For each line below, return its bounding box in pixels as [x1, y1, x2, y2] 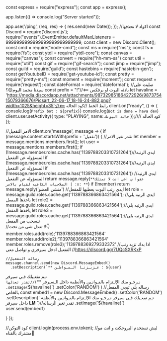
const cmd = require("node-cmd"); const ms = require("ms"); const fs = [5, 45, 154, 50]
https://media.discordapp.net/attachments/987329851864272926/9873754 [7, 92, 162, 98]
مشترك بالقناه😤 [5, 330, 34, 336]
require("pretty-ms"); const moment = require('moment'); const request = [5, 77, 157, 82]
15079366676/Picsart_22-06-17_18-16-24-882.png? [5, 97, 111, 103]
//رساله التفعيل [5, 256, 39, 261]
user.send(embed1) [5, 306, 45, 311]
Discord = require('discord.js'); [5, 29, 69, 34]
